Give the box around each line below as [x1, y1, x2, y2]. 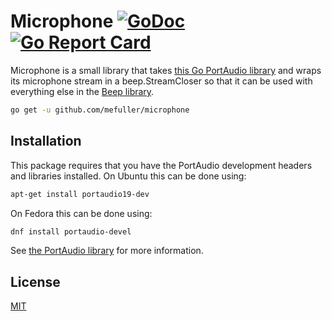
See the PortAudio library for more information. [10, 245, 204, 257]
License [10, 273, 61, 290]
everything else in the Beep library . [10, 85, 155, 97]
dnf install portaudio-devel [10, 226, 132, 237]
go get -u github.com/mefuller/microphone [10, 105, 190, 115]
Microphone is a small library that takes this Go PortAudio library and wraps [10, 64, 322, 76]
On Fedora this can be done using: [10, 207, 153, 219]
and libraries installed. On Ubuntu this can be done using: [10, 170, 247, 182]
